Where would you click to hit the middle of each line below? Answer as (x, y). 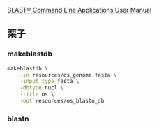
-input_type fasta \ (50, 82)
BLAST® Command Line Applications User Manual (79, 10)
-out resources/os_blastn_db (62, 101)
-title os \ (37, 94)
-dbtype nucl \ (42, 88)
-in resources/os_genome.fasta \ (68, 75)
